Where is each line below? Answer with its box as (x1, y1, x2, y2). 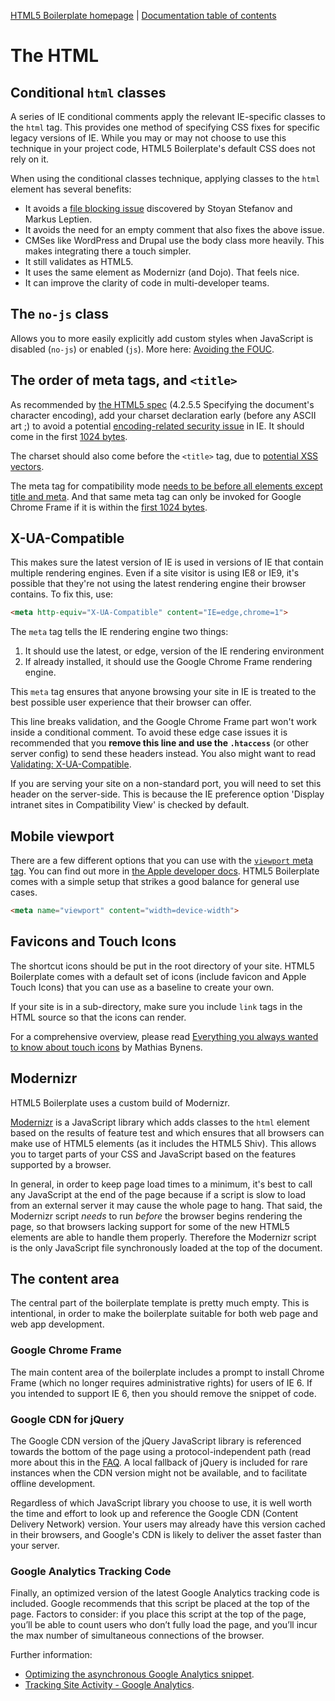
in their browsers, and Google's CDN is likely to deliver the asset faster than (10, 1529, 322, 1541)
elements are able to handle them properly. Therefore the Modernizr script (10, 1231, 317, 1243)
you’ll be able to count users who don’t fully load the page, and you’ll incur (10, 1619, 318, 1631)
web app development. (10, 1318, 105, 1330)
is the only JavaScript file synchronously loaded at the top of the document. (10, 1241, 323, 1254)
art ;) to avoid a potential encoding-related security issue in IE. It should (10, 420, 305, 432)
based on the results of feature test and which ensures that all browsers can (10, 1126, 325, 1139)
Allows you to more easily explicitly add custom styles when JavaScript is (10, 332, 314, 344)
